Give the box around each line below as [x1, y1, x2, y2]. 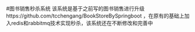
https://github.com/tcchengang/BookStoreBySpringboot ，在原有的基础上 [6, 12, 185, 19]
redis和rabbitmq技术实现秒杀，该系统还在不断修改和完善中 [11, 20, 153, 26]
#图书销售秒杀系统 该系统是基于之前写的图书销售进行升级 [6, 5, 145, 12]
